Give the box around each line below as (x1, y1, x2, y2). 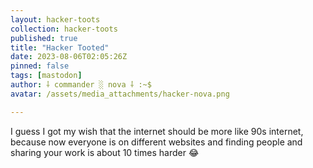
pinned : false (10, 61, 70, 71)
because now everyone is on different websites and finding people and (10, 136, 303, 148)
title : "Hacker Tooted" (10, 42, 110, 53)
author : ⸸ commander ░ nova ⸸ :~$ (10, 80, 152, 90)
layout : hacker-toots (10, 14, 101, 25)
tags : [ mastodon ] (10, 71, 83, 81)
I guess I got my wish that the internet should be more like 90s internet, (10, 125, 304, 137)
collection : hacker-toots (10, 24, 118, 34)
